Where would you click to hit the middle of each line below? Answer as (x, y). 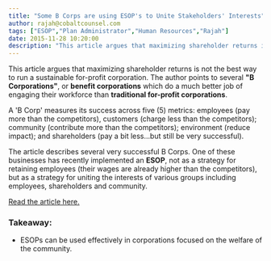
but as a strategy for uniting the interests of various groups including (122, 178)
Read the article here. (44, 202)
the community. (46, 249)
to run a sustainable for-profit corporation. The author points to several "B (131, 78)
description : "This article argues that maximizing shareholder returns (133, 46)
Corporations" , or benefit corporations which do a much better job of (126, 86)
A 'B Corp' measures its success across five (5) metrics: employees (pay (129, 111)
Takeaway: (30, 223)
